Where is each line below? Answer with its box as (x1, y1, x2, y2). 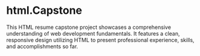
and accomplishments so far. (6, 43, 79, 50)
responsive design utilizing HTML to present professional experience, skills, (6, 36, 195, 43)
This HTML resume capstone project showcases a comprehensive (6, 23, 171, 31)
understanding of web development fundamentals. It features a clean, (6, 30, 180, 37)
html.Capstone (6, 4, 83, 17)
